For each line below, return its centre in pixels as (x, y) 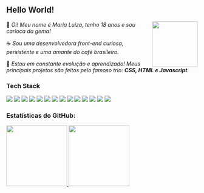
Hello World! (30, 10)
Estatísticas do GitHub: (41, 116)
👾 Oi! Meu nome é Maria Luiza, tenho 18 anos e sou (71, 24)
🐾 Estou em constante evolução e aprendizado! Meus (73, 64)
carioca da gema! (29, 31)
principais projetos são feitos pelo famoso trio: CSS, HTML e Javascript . (98, 70)
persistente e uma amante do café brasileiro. (63, 52)
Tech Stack (23, 86)
